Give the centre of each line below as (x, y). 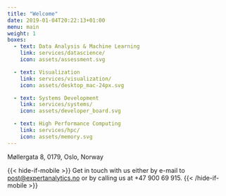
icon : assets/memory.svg (56, 137)
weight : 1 (22, 33)
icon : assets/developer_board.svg (70, 111)
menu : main (23, 27)
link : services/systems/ (56, 105)
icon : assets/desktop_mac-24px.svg (72, 85)
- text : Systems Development (56, 98)
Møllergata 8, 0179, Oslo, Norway (56, 157)
